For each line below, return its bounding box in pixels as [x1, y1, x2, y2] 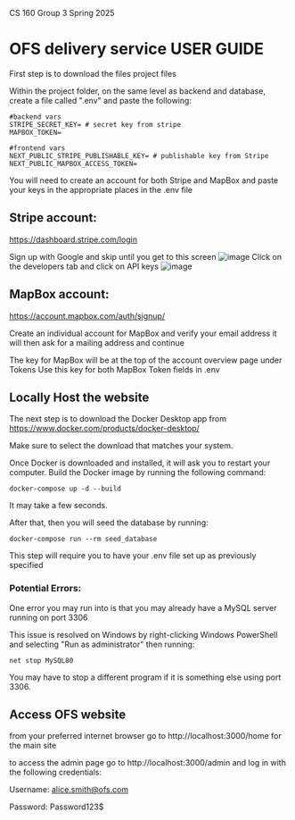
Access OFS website [9, 707, 127, 723]
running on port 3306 [9, 612, 88, 623]
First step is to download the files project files [9, 68, 176, 79]
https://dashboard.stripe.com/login [9, 234, 138, 245]
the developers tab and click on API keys [9, 261, 159, 272]
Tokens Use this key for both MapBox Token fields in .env [9, 364, 220, 374]
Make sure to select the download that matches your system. [9, 440, 234, 451]
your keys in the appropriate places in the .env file [9, 184, 193, 195]
